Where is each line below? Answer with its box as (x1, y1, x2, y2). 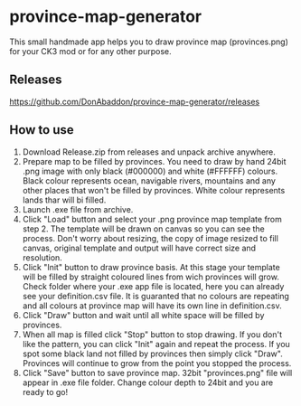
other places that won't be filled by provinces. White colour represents (22, 184, 286, 195)
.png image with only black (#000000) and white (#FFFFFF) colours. (22, 165, 278, 176)
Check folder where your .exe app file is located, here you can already (22, 280, 285, 291)
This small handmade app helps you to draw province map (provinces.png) (9, 36, 289, 47)
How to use (9, 122, 74, 137)
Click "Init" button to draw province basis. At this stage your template (22, 261, 280, 272)
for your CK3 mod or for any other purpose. (9, 45, 172, 56)
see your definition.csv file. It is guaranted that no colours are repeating (22, 290, 289, 301)
